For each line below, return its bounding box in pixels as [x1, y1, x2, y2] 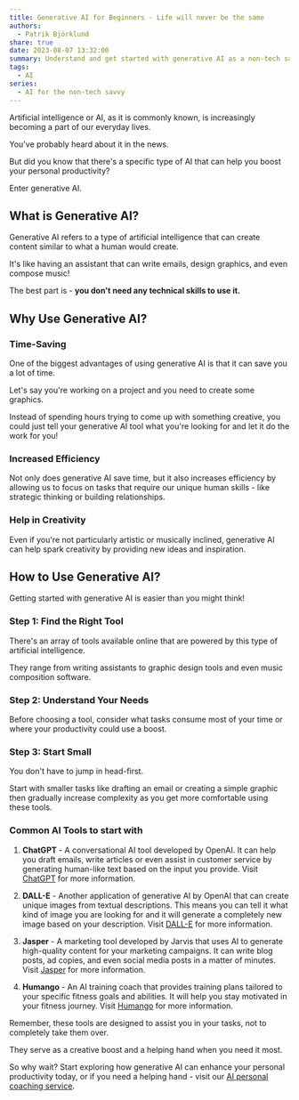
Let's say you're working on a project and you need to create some [9, 384, 255, 395]
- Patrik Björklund [17, 29, 90, 38]
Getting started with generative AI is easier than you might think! [9, 593, 245, 603]
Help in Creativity [9, 514, 86, 526]
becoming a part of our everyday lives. [9, 121, 151, 132]
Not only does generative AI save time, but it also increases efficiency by [9, 473, 277, 483]
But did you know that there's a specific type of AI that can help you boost [9, 156, 282, 166]
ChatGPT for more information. [21, 873, 136, 884]
